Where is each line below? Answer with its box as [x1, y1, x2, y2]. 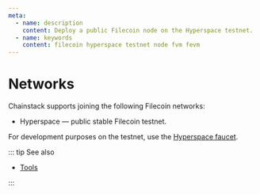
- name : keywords [15, 33, 73, 42]
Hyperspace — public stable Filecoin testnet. [19, 116, 167, 127]
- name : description [15, 19, 83, 27]
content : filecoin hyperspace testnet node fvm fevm [22, 41, 201, 49]
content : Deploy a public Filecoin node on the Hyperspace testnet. [22, 26, 254, 34]
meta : [8, 11, 26, 20]
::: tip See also [8, 147, 55, 157]
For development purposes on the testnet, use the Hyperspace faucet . [8, 132, 239, 142]
